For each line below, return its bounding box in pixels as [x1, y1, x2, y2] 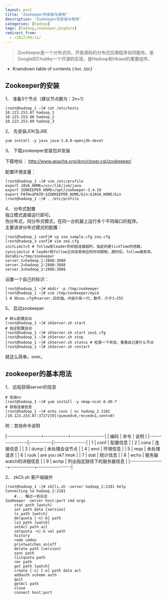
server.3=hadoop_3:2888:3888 [5, 267, 66, 272]
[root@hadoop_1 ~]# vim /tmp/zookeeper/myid [5, 290, 99, 295]
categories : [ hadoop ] [5, 21, 50, 26]
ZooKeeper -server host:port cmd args [5, 498, 86, 503]
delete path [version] [14, 546, 61, 551]
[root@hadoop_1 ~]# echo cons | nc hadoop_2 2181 [5, 409, 111, 414]
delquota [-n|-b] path [14, 516, 61, 521]
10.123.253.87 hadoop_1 [5, 110, 55, 115]
